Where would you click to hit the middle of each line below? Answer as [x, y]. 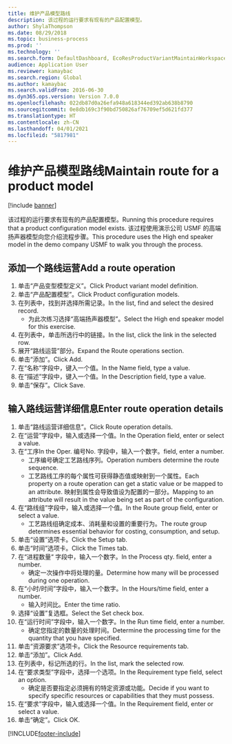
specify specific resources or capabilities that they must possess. [121, 695]
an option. [32, 679]
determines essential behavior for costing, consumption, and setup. [124, 531]
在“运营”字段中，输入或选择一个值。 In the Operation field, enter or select [121, 435]
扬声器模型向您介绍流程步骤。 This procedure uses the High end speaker [110, 237]
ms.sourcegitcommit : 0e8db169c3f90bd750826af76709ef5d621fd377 [101, 109]
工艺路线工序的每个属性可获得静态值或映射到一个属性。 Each [114, 476]
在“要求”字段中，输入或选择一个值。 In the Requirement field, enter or [116, 703]
